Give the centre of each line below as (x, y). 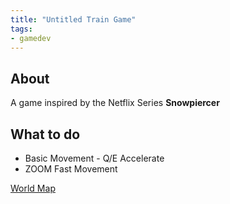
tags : (21, 29)
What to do (45, 134)
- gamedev (31, 38)
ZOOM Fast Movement (71, 169)
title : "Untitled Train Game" (73, 19)
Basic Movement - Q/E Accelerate (94, 158)
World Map (33, 188)
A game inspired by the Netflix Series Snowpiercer (115, 103)
